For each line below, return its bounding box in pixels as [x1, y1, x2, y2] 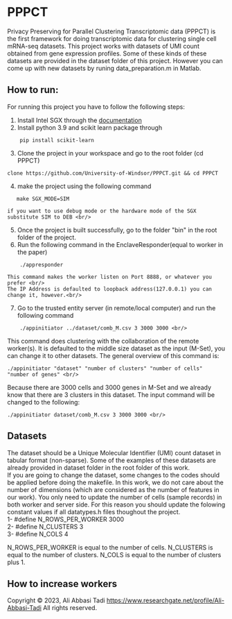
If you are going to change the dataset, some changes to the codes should [7, 470, 220, 479]
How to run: [7, 84, 59, 96]
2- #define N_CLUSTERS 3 [7, 522, 84, 531]
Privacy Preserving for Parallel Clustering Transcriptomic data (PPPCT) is [7, 27, 216, 35]
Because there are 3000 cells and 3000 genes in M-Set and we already [7, 383, 212, 391]
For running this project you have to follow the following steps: [7, 102, 186, 111]
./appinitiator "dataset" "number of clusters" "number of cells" [7, 365, 203, 372]
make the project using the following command [17, 182, 152, 190]
